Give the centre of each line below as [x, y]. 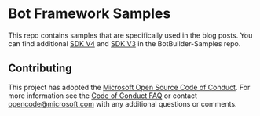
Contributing [40, 69]
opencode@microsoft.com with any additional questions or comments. [123, 103]
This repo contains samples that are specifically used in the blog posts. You [130, 35]
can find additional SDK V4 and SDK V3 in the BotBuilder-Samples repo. [125, 43]
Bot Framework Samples [90, 14]
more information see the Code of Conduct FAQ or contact [103, 96]
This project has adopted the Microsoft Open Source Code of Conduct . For [129, 87]
